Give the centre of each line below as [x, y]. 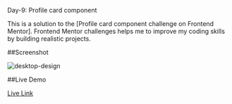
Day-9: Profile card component [52, 10]
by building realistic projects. [49, 39]
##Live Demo [27, 79]
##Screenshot [28, 52]
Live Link [20, 93]
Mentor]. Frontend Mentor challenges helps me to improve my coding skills [116, 31]
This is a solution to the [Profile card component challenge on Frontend [110, 24]
